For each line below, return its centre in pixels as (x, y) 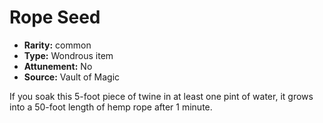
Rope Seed (55, 17)
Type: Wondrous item (68, 55)
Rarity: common (57, 45)
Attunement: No (58, 66)
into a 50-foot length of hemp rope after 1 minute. (111, 107)
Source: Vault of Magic (72, 77)
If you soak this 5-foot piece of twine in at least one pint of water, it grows (161, 96)
